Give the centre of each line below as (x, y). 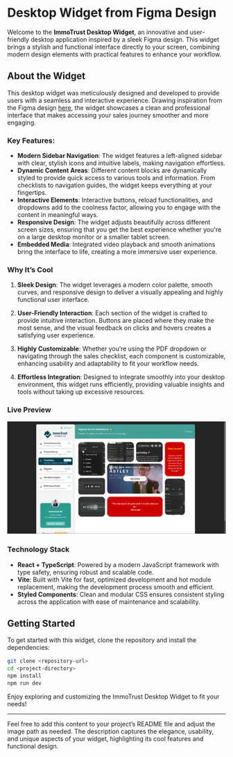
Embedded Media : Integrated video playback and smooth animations (116, 244)
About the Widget (46, 76)
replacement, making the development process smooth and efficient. (116, 587)
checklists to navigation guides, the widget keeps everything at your (115, 185)
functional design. (33, 746)
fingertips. (32, 193)
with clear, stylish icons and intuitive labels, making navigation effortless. (121, 163)
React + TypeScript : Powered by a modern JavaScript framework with (118, 564)
